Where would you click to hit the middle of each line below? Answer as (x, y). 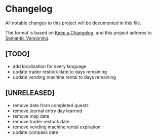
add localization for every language (49, 66)
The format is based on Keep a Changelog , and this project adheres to (78, 32)
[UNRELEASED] (30, 93)
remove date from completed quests (50, 105)
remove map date (31, 116)
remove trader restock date (41, 121)
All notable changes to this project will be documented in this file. (73, 23)
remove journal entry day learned (47, 111)
